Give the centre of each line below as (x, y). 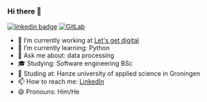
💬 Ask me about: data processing (66, 55)
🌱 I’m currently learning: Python (64, 48)
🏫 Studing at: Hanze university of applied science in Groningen (109, 74)
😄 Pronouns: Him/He (48, 92)
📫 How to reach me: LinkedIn (61, 81)
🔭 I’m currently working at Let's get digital (78, 40)
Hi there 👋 (25, 11)
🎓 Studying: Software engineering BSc (75, 64)
